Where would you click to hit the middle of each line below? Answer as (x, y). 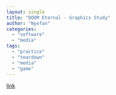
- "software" (28, 35)
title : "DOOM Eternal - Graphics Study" (59, 18)
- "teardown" (28, 57)
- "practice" (28, 52)
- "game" (23, 69)
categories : (21, 29)
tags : (13, 46)
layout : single (26, 12)
